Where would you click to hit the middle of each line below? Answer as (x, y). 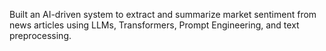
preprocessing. (40, 35)
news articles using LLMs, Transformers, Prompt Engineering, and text (154, 25)
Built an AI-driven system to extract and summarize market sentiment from (163, 14)
